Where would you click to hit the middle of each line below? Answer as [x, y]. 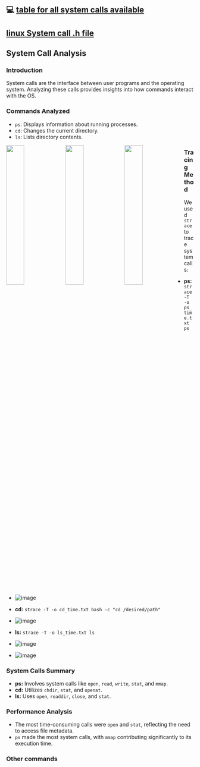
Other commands [32, 759]
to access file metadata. [44, 731]
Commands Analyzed [38, 111]
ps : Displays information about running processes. [76, 124]
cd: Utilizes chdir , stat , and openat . [58, 690]
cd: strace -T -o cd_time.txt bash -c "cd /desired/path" [87, 609]
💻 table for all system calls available [75, 10]
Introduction [24, 70]
